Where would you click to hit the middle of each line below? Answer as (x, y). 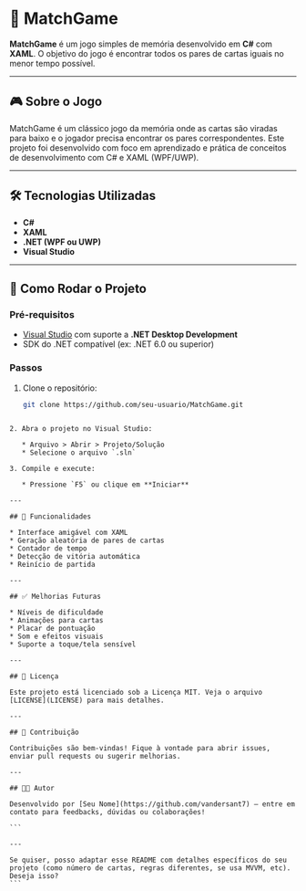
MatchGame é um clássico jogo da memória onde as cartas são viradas (143, 128)
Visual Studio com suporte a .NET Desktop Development (130, 335)
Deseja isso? (34, 876)
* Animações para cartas (56, 621)
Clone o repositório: (60, 388)
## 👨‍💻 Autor (32, 789)
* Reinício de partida (52, 565)
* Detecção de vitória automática (75, 557)
